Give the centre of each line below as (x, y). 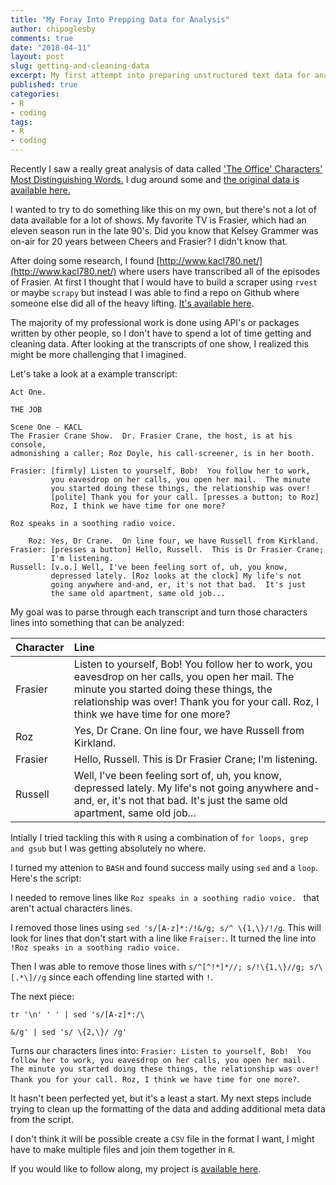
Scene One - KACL (46, 427)
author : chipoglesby (53, 29)
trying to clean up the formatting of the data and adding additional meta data (168, 1109)
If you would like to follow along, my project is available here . (136, 1169)
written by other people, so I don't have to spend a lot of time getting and (161, 333)
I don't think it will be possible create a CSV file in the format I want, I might (162, 1139)
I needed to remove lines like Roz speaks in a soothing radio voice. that (165, 897)
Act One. (28, 392)
